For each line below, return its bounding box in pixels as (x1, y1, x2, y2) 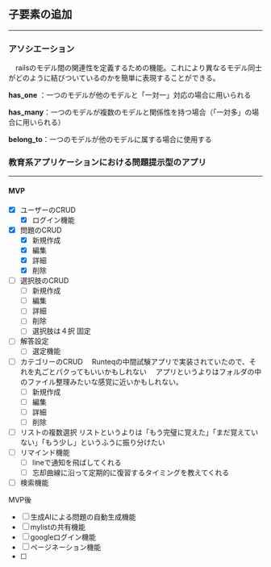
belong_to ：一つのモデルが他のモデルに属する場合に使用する (8, 135, 212, 144)
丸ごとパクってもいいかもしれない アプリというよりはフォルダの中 (34, 366, 262, 377)
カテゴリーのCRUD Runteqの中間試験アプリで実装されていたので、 (19, 356, 250, 366)
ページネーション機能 (30, 543, 102, 552)
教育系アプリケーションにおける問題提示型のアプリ (8, 156, 207, 168)
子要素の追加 (8, 7, 73, 22)
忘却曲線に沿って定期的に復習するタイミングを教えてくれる (31, 468, 230, 477)
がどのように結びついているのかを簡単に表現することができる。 (8, 73, 220, 83)
